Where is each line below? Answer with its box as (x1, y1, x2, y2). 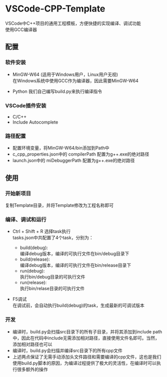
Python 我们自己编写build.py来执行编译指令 (12, 88, 102, 94)
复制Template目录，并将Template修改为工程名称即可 (5, 202, 114, 208)
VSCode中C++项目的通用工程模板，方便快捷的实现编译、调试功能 (5, 20, 141, 26)
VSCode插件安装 (5, 102, 47, 109)
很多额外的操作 (17, 366, 48, 372)
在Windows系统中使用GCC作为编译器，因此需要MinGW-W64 (12, 77, 139, 83)
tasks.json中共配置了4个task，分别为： (12, 234, 94, 241)
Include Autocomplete (12, 119, 59, 125)
